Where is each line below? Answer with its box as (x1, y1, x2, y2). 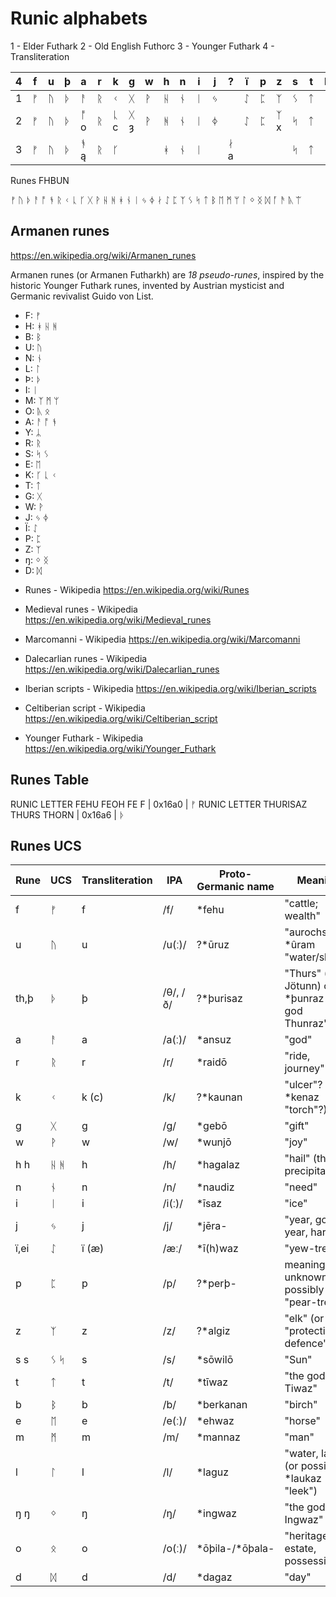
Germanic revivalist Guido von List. (10, 290, 154, 302)
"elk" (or (284, 1312, 325, 1326)
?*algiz (196, 1324, 231, 1338)
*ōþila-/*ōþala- (196, 1542, 275, 1556)
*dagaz (196, 1570, 233, 1584)
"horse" (284, 1414, 321, 1428)
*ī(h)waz (196, 1242, 239, 1256)
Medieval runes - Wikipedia (24, 603, 138, 615)
